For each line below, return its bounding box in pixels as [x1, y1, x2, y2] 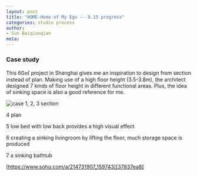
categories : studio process [6, 19, 75, 25]
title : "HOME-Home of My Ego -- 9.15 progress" [6, 14, 125, 20]
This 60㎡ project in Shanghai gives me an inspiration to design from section [6, 69, 191, 77]
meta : [6, 36, 19, 42]
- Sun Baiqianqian [6, 31, 51, 36]
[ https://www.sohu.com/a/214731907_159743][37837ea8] [6, 163, 144, 171]
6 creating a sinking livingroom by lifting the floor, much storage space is [6, 134, 182, 141]
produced [6, 141, 30, 148]
